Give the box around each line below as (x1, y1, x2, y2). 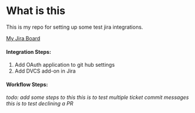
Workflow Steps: (6, 81, 48, 88)
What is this (6, 4, 66, 18)
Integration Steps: (6, 48, 51, 55)
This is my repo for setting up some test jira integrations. (6, 23, 143, 30)
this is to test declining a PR (6, 100, 74, 107)
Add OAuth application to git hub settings (14, 61, 115, 69)
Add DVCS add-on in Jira (14, 67, 76, 74)
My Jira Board (6, 35, 41, 42)
